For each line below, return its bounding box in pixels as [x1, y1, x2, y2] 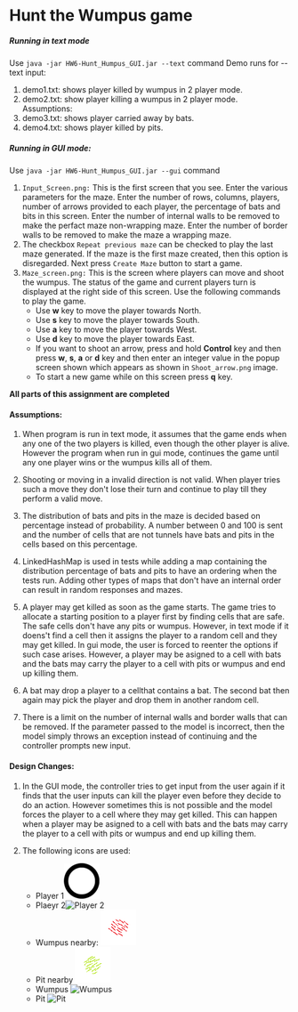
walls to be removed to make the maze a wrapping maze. [21, 230, 232, 240]
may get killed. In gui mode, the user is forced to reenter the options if [21, 640, 278, 651]
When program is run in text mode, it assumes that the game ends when [21, 429, 287, 440]
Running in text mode [9, 35, 91, 45]
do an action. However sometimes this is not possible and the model [21, 799, 273, 810]
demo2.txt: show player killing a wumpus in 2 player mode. [21, 94, 238, 105]
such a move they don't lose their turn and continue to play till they [21, 484, 267, 495]
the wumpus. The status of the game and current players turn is [21, 277, 256, 287]
